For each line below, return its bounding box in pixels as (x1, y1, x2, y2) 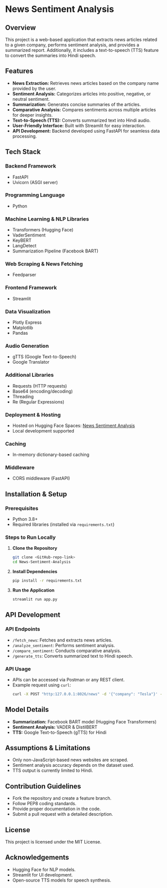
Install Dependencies (12, 569, 57, 575)
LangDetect (12, 243, 36, 249)
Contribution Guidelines (5, 782, 81, 790)
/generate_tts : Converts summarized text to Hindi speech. (12, 653, 133, 659)
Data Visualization (5, 308, 51, 315)
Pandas (12, 330, 28, 336)
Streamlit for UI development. (12, 872, 73, 878)
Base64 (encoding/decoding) (12, 388, 73, 394)
